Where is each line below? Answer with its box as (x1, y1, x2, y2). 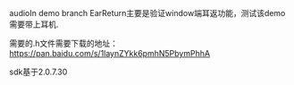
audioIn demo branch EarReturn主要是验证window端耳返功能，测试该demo (9, 8, 286, 18)
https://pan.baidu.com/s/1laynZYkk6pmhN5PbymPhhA (9, 48, 211, 58)
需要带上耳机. (9, 19, 60, 30)
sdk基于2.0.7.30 (9, 66, 68, 77)
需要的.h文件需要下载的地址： (9, 38, 119, 48)
